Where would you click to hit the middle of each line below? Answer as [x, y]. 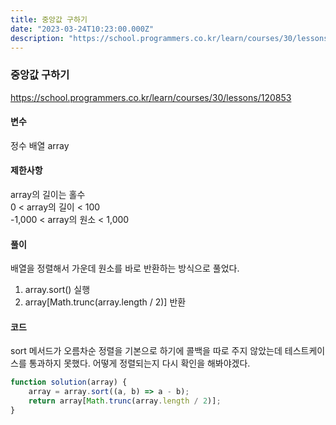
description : [37, 38]
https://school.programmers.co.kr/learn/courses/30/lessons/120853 [151, 97]
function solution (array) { [69, 382]
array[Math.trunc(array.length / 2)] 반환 [105, 302]
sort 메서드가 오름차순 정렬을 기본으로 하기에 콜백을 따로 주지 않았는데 [146, 351]
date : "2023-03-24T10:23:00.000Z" [82, 29]
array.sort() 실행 [57, 290]
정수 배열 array [40, 145]
